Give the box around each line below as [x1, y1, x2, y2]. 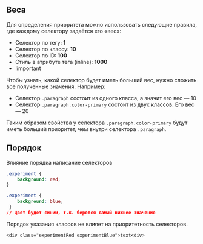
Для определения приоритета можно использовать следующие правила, [6, 21, 197, 28]
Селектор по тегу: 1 [15, 39, 66, 46]
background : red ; [17, 176, 61, 182]
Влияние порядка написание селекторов [6, 159, 113, 166]
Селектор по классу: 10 [15, 45, 77, 53]
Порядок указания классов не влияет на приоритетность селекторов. [6, 220, 188, 228]
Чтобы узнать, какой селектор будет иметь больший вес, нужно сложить [6, 76, 197, 83]
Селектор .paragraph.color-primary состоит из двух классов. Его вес [15, 101, 195, 108]
